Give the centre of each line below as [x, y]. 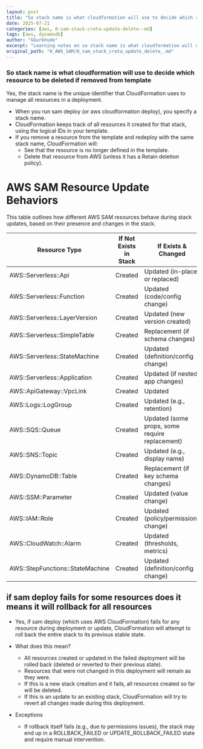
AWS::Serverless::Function [47, 296]
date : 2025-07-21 [28, 23]
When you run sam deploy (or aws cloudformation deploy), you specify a [106, 112]
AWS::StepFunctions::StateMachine [60, 568]
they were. [37, 677]
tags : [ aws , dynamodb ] [35, 35]
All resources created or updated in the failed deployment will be [105, 657]
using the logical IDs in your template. [62, 131]
